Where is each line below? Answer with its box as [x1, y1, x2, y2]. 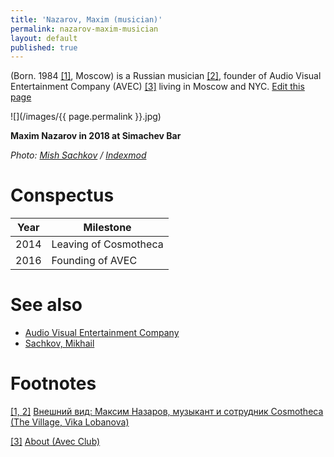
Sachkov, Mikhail [24, 337, 95, 350]
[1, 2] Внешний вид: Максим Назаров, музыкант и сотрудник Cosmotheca [10, 406, 324, 418]
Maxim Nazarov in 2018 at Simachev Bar [10, 130, 182, 142]
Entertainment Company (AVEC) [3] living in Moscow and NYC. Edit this [10, 81, 305, 93]
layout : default [10, 33, 78, 43]
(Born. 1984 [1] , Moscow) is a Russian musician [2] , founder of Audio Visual [10, 70, 322, 82]
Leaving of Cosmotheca [51, 237, 164, 251]
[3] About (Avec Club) [10, 436, 101, 448]
